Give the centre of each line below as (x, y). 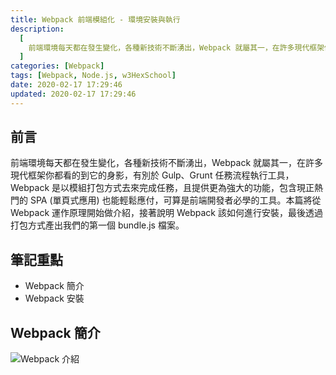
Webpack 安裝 (54, 298)
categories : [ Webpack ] (57, 66)
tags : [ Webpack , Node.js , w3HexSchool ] (93, 76)
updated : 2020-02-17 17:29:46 (73, 94)
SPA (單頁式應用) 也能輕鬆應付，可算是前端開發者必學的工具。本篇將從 (175, 200)
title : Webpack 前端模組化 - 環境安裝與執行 (95, 19)
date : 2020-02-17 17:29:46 (66, 85)
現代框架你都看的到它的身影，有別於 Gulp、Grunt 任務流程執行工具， (152, 175)
